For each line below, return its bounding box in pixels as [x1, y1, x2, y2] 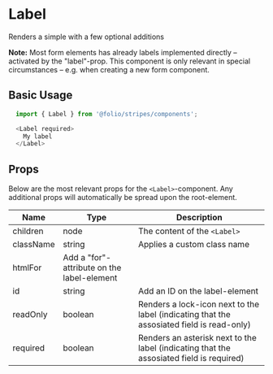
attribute [63, 262, 96, 273]
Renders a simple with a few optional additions [8, 32, 165, 41]
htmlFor [12, 262, 42, 273]
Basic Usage [8, 89, 73, 102]
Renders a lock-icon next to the [137, 298, 260, 310]
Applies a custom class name [137, 239, 250, 250]
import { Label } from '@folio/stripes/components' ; [15, 110, 198, 118]
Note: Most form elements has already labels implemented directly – [8, 47, 237, 57]
